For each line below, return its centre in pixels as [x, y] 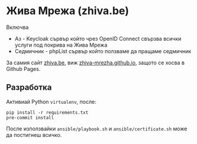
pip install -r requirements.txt [47, 112]
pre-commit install [30, 117]
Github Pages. [23, 68]
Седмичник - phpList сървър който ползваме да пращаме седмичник [103, 51]
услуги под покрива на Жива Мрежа [61, 45]
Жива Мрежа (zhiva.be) [67, 11]
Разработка [29, 88]
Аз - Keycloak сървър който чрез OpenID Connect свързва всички [98, 38]
